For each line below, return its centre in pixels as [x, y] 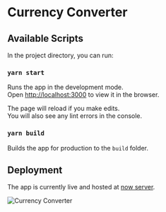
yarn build [26, 134]
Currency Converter [67, 12]
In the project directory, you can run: [60, 55]
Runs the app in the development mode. [65, 87]
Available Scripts [45, 39]
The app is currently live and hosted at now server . [81, 187]
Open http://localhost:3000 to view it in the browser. [83, 95]
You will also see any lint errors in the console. [75, 116]
